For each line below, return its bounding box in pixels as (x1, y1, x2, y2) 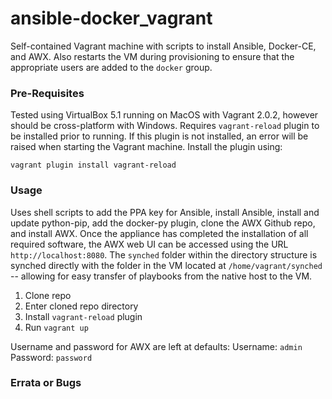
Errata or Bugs (10, 376, 82, 390)
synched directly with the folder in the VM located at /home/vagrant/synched (10, 259, 323, 271)
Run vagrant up (24, 321, 89, 333)
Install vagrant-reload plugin (24, 310, 143, 322)
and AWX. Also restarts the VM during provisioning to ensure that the (10, 50, 295, 62)
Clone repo (24, 289, 72, 301)
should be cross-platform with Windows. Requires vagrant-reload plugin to (10, 120, 320, 132)
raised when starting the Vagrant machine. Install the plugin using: (10, 141, 283, 153)
